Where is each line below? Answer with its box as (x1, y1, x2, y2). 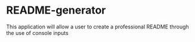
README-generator (6, 4, 106, 17)
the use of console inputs (6, 29, 69, 36)
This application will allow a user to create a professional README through (6, 23, 189, 30)
